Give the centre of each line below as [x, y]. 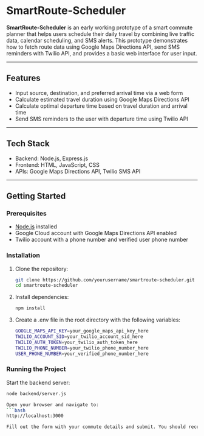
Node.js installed [36, 227]
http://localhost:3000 [35, 416]
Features [23, 78]
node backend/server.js [36, 393]
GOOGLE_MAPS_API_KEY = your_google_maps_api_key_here [82, 331]
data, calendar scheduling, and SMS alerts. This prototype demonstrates [97, 40]
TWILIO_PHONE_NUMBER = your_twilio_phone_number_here [82, 348]
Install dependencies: [42, 297]
